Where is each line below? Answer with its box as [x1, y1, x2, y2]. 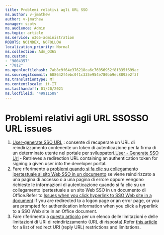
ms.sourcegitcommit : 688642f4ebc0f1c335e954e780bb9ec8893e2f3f [5, 72, 139, 77]
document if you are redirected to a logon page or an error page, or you [12, 198, 160, 204]
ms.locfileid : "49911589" [5, 91, 59, 96]
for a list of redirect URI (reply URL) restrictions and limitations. [12, 224, 141, 230]
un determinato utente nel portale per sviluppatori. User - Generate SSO [12, 150, 159, 156]
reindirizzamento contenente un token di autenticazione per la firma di [12, 145, 157, 151]
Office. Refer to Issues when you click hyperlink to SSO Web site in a [12, 193, 152, 199]
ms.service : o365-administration [5, 35, 75, 40]
